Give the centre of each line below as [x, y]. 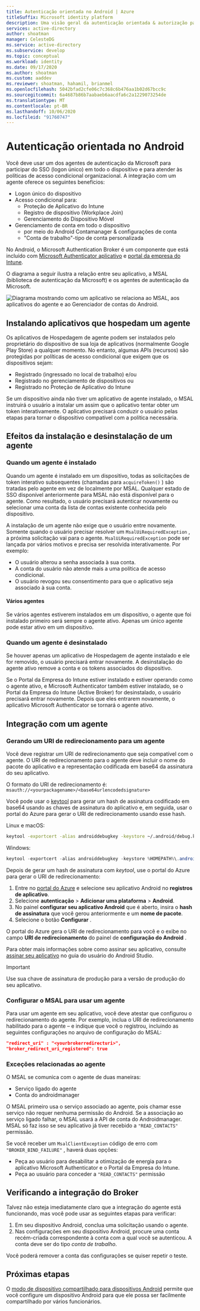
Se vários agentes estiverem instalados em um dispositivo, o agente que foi [99, 614]
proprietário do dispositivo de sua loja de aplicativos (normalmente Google [98, 344]
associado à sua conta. [43, 588]
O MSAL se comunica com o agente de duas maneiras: [74, 1077]
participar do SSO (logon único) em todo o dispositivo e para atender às [94, 169]
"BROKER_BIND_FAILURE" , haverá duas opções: [62, 1149]
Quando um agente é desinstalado [57, 642]
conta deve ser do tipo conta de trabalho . [66, 1244]
